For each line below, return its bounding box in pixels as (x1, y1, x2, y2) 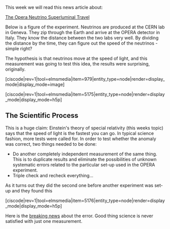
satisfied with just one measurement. (5, 218, 83, 224)
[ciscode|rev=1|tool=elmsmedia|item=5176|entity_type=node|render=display (5, 198, 165, 204)
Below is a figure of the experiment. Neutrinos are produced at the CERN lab (5, 24, 165, 30)
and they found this (12, 187, 52, 193)
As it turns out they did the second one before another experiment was (5, 182, 154, 188)
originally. (5, 66, 26, 72)
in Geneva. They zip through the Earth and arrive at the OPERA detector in (5, 29, 160, 35)
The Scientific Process (5, 111, 79, 120)
